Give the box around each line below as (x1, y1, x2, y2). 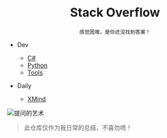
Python (27, 61, 48, 69)
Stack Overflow (69, 5, 161, 20)
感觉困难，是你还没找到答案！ (79, 29, 151, 36)
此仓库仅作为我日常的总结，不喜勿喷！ (23, 123, 132, 131)
